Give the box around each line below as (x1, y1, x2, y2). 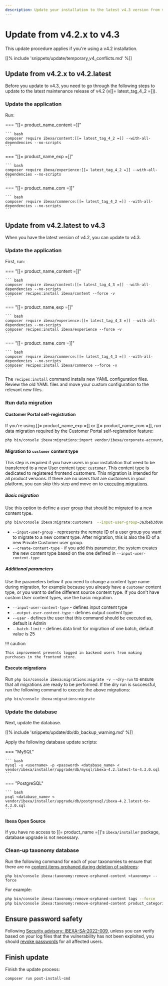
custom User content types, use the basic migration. (5, 594, 113, 600)
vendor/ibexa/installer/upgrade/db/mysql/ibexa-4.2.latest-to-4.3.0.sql (5, 767, 160, 772)
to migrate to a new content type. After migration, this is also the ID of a (12, 534, 160, 540)
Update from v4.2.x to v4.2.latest (5, 70, 111, 78)
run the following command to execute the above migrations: (5, 687, 130, 693)
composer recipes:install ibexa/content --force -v (5, 291, 115, 296)
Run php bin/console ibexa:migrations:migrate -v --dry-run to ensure (5, 676, 154, 682)
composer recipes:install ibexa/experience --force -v (5, 327, 122, 332)
